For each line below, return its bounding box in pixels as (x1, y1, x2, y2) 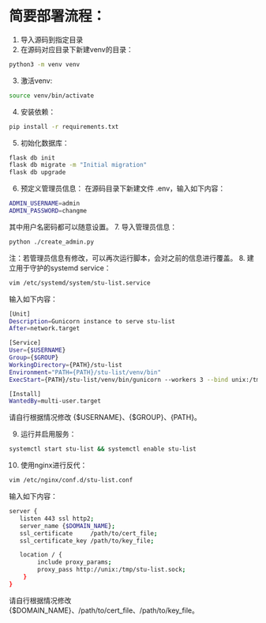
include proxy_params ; (37, 558, 112, 566)
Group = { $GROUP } (9, 353, 59, 362)
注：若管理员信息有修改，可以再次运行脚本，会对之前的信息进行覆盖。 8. (9, 253, 245, 262)
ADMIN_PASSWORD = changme (9, 207, 88, 215)
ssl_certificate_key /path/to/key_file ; (19, 537, 155, 545)
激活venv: (20, 76, 53, 85)
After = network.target (9, 325, 81, 333)
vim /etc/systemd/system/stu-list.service (9, 278, 151, 287)
